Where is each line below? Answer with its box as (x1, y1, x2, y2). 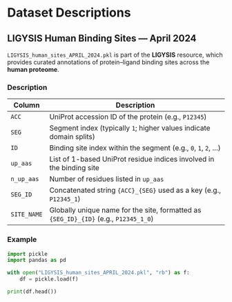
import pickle (7, 250, 48, 257)
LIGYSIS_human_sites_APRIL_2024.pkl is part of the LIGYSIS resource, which (7, 50, 223, 59)
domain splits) (49, 132, 95, 142)
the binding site (49, 163, 100, 173)
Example (7, 235, 37, 245)
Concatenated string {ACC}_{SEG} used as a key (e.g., (49, 185, 221, 195)
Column (13, 100, 40, 110)
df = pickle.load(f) (19, 276, 79, 283)
